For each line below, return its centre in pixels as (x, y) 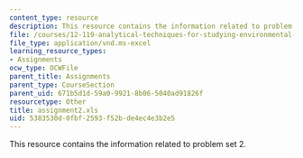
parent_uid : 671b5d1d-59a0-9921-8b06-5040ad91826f (106, 93)
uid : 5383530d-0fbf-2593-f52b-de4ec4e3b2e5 (92, 118)
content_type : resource (54, 18)
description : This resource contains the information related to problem (151, 26)
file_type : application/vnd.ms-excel (80, 43)
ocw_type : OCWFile (44, 69)
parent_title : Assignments (60, 77)
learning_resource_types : (58, 51)
